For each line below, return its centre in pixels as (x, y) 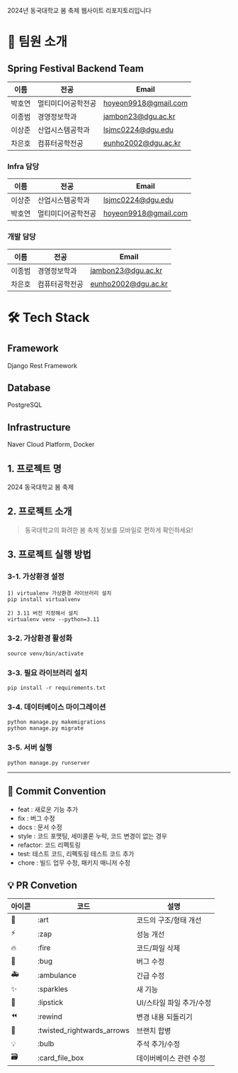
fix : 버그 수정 (36, 818)
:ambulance (57, 975)
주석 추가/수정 (158, 1045)
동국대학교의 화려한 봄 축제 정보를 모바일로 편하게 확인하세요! (109, 530)
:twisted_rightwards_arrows (84, 1030)
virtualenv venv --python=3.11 (53, 619)
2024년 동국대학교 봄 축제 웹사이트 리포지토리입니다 (79, 10)
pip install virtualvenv (44, 599)
